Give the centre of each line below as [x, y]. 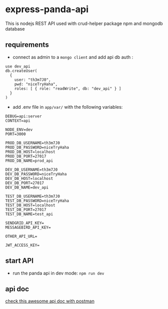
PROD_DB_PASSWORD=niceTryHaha [37, 147]
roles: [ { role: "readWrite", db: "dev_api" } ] [68, 88]
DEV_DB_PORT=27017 [25, 183]
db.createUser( [21, 71]
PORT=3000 [16, 134]
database [15, 28]
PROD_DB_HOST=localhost [30, 152]
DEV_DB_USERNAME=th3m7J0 [31, 169]
